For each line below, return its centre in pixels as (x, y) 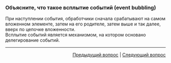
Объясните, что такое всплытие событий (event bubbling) (81, 8)
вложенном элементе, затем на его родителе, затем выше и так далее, (83, 24)
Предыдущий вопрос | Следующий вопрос (119, 55)
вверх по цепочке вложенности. (40, 29)
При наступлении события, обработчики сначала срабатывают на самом (85, 19)
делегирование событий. (33, 40)
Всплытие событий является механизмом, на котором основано (76, 35)
